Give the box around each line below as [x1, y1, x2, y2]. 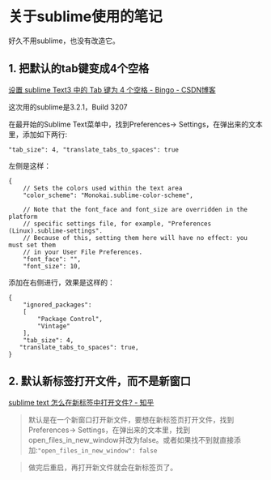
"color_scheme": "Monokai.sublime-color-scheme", [23, 191, 194, 199]
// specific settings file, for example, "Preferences [23, 220, 212, 228]
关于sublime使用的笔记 [8, 7, 163, 26]
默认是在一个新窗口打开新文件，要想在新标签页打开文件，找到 [28, 414, 235, 424]
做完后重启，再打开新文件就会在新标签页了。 [28, 462, 178, 472]
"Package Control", [37, 315, 104, 323]
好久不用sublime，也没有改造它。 [8, 36, 120, 45]
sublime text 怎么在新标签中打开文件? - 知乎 [8, 397, 155, 407]
